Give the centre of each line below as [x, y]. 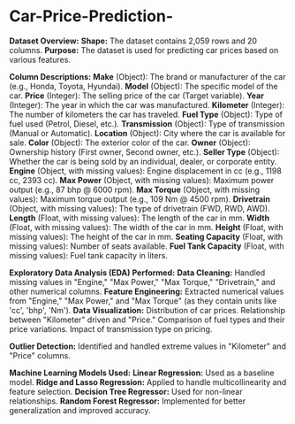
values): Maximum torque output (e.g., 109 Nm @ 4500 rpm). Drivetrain [140, 199]
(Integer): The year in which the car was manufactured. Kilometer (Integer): [147, 104]
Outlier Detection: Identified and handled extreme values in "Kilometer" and [148, 346]
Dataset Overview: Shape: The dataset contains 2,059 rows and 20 [133, 41]
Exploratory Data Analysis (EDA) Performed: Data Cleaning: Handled [137, 273]
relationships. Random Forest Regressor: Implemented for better [127, 401]
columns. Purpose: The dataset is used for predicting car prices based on [144, 50]
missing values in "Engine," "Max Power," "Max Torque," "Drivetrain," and [142, 281]
